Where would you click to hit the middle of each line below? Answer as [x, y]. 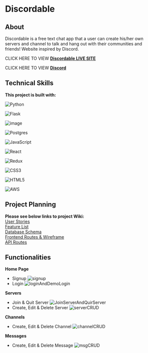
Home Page [17, 269]
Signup [19, 279]
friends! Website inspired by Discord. [42, 49]
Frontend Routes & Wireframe [35, 237]
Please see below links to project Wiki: [45, 216]
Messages [16, 336]
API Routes [16, 242]
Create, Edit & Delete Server [40, 308]
